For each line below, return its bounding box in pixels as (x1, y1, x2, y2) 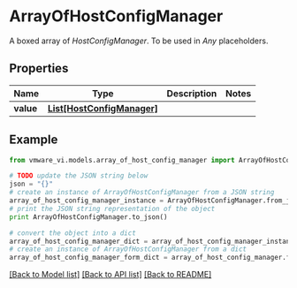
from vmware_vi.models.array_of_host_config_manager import (9, 155, 236, 164)
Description (166, 87, 217, 99)
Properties (9, 61, 69, 76)
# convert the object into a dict (9, 228, 137, 238)
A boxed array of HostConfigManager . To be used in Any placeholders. (9, 35, 269, 46)
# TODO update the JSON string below (9, 171, 148, 180)
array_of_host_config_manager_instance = (9, 196, 164, 205)
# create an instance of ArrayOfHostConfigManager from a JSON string (9, 188, 275, 197)
